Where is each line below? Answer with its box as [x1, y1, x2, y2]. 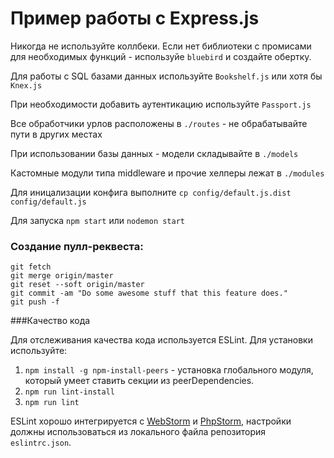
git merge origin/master [10, 271, 114, 281]
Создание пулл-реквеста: [10, 239, 144, 253]
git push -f [10, 297, 60, 307]
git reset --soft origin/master [10, 280, 145, 290]
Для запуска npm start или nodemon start [10, 214, 186, 226]
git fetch [10, 262, 52, 272]
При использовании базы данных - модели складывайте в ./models [10, 147, 299, 159]
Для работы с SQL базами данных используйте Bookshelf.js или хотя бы [10, 70, 323, 82]
